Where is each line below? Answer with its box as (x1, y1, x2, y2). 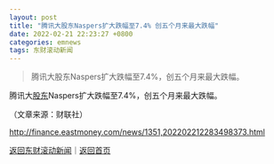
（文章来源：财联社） (9, 109, 87, 120)
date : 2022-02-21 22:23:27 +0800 (9, 29, 133, 38)
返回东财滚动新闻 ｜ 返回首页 (9, 145, 111, 156)
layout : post (9, 12, 58, 22)
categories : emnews (9, 37, 82, 47)
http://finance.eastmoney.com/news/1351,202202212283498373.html (9, 127, 265, 137)
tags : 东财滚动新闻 (9, 46, 74, 55)
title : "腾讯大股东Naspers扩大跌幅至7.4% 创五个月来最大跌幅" (9, 21, 220, 30)
